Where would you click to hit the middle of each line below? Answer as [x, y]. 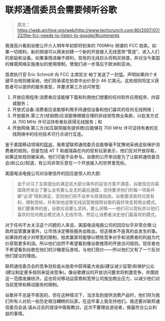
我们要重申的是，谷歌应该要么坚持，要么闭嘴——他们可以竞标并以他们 [88, 208]
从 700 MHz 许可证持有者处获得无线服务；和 [57, 121]
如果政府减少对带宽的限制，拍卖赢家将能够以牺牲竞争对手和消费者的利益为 [80, 237]
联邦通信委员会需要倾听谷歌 [61, 10]
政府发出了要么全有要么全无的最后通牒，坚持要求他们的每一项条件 [88, 190]
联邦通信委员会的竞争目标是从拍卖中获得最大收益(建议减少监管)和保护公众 [80, 266]
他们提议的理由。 [22, 256]
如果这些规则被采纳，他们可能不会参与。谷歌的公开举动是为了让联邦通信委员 [82, 157]
